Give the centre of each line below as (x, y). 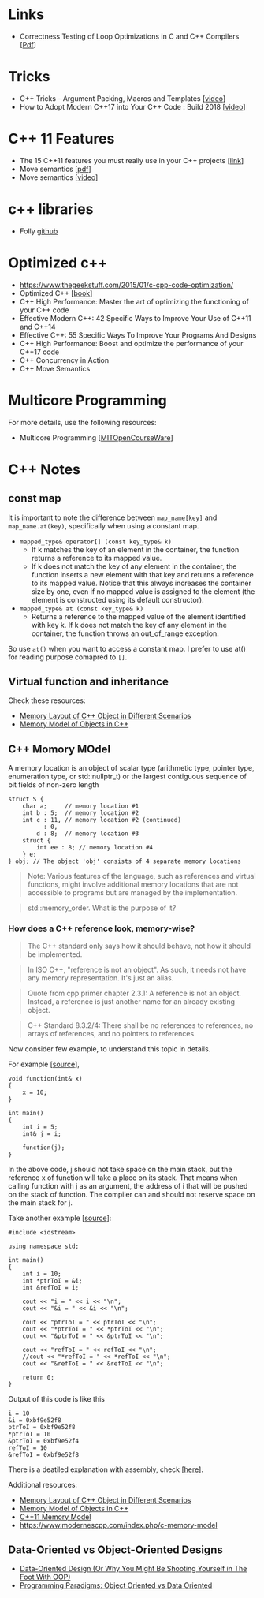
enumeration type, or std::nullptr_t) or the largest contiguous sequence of (127, 777)
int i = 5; (40, 1127)
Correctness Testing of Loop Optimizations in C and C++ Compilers (129, 36)
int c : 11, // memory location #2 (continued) (102, 820)
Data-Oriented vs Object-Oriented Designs (115, 1549)
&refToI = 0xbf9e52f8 (44, 1454)
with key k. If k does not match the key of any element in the (129, 625)
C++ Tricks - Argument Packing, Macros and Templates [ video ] (123, 98)
